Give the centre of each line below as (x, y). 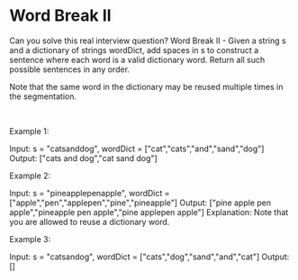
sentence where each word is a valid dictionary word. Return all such (137, 59)
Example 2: (30, 176)
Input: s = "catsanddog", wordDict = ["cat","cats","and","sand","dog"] (137, 149)
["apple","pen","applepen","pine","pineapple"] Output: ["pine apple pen (140, 203)
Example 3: (30, 239)
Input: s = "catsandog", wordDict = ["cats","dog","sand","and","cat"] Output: (149, 257)
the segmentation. (43, 96)
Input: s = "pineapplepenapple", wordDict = (90, 193)
